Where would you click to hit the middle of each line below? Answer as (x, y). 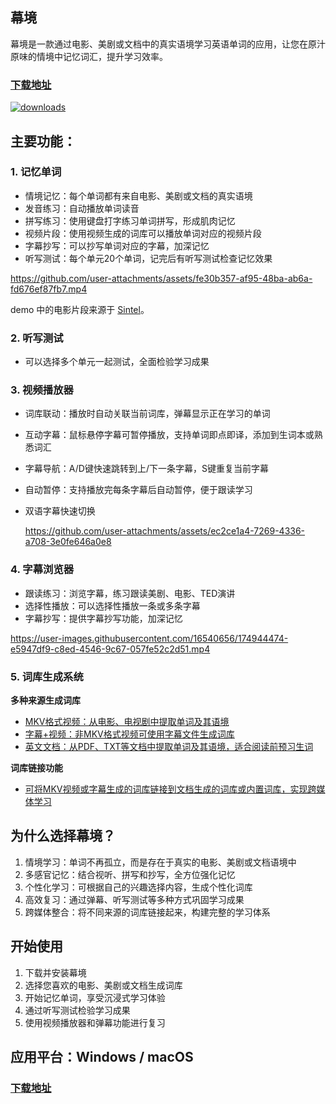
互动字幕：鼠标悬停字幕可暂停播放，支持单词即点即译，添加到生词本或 (169, 435)
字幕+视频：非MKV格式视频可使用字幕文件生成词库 (129, 734)
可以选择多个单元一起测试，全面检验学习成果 (117, 362)
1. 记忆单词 (36, 172)
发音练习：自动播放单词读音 (82, 208)
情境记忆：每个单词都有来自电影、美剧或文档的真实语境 (138, 195)
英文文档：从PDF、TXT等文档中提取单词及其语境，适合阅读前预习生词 (169, 746)
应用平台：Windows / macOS (102, 1057)
